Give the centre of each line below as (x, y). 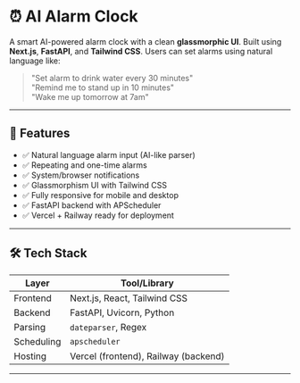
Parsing (30, 327)
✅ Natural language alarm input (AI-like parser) (109, 154)
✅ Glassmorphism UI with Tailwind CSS (95, 185)
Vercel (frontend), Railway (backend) (147, 356)
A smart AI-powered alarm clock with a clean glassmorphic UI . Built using (146, 41)
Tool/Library (147, 283)
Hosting (30, 356)
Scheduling (37, 341)
